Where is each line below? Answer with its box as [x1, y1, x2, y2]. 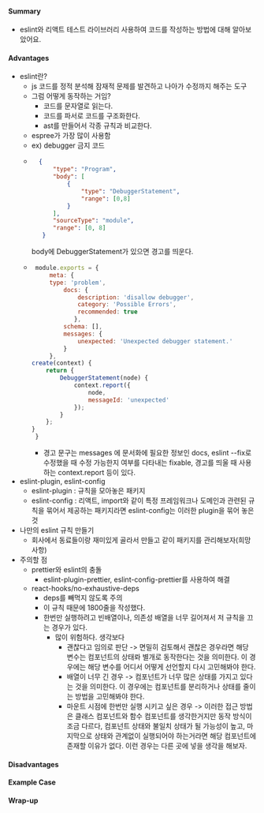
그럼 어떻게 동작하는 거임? [31, 92, 112, 101]
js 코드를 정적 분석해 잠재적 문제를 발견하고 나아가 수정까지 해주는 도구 [31, 81, 247, 91]
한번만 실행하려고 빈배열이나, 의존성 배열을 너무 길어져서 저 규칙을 [43, 613, 246, 623]
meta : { [49, 271, 75, 279]
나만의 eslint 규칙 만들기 [19, 526, 95, 535]
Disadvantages [8, 759, 59, 769]
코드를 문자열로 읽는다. [43, 101, 113, 111]
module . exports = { [35, 264, 99, 272]
